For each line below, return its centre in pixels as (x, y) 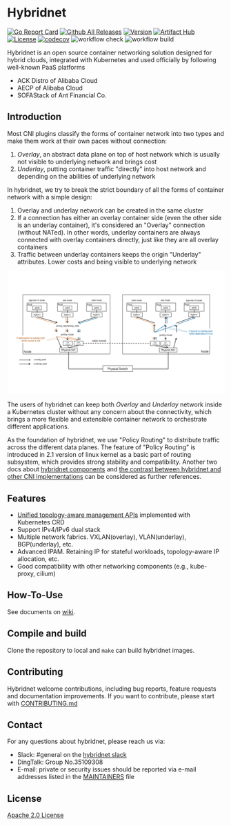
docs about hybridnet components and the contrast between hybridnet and (114, 469)
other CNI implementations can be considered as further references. (104, 477)
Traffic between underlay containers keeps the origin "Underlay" (109, 254)
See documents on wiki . (41, 611)
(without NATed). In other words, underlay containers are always (109, 232)
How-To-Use (35, 595)
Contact (25, 725)
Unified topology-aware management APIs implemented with (104, 515)
